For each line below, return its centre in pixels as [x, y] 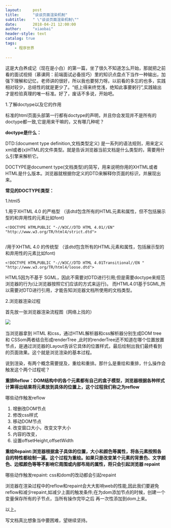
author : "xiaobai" [29, 29]
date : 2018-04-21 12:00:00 [41, 24]
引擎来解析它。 [25, 156]
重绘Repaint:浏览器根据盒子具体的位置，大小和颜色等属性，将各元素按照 [81, 451]
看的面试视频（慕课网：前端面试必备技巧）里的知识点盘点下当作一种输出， [83, 74]
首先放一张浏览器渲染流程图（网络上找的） [50, 311]
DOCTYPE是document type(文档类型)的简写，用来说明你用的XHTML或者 [81, 167]
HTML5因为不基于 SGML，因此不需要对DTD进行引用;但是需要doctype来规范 [85, 277]
